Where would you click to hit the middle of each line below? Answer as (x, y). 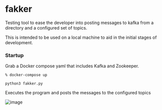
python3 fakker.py (24, 84)
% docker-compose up (26, 75)
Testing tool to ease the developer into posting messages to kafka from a (80, 23)
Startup (14, 55)
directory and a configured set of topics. (46, 27)
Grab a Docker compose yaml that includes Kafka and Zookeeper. (72, 66)
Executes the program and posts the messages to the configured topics (78, 93)
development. (19, 42)
